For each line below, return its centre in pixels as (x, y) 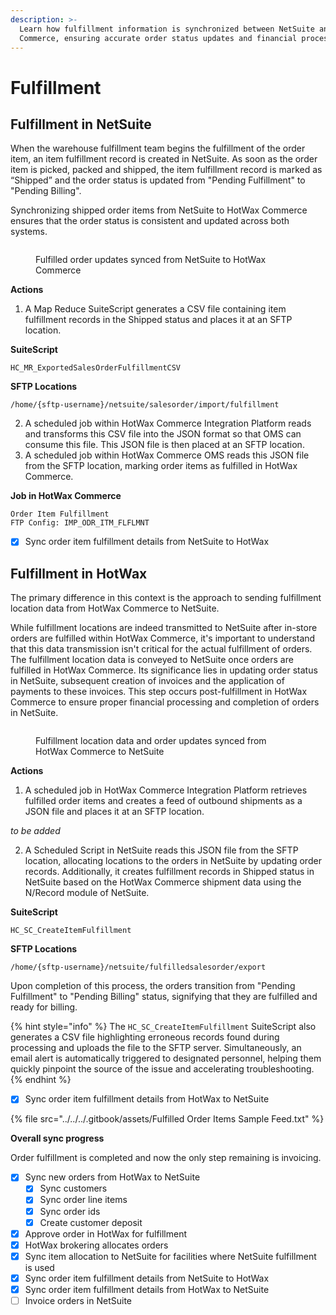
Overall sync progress (57, 1138)
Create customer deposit (91, 1222)
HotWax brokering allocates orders (96, 1245)
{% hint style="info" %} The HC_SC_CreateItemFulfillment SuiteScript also (163, 1027)
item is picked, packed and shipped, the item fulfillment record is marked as (166, 170)
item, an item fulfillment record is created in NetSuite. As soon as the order (164, 159)
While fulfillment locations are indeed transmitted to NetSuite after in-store (164, 628)
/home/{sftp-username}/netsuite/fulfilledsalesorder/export (138, 967)
